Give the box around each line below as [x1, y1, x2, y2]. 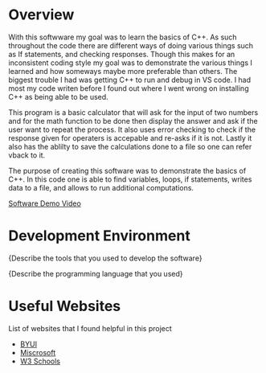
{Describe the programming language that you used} [8, 268, 183, 278]
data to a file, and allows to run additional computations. [8, 182, 194, 192]
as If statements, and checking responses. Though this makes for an [8, 49, 235, 59]
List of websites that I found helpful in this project [8, 323, 173, 333]
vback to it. [8, 150, 46, 160]
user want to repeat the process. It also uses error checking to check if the [8, 125, 256, 134]
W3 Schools [19, 356, 61, 366]
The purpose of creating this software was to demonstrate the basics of [8, 166, 247, 175]
